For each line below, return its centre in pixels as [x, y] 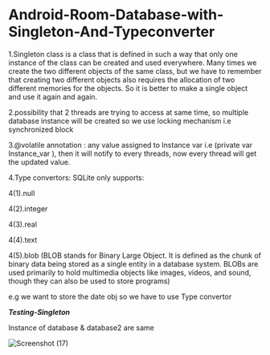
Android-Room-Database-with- [116, 15]
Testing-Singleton [39, 312]
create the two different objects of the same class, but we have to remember [135, 71]
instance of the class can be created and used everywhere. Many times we [133, 63]
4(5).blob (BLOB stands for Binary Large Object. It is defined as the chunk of [135, 255]
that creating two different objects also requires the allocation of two [122, 80]
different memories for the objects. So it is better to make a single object [128, 88]
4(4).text [23, 239]
